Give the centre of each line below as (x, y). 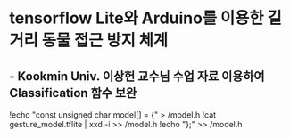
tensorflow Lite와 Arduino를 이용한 (137, 18)
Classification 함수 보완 (73, 93)
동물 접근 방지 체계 (105, 41)
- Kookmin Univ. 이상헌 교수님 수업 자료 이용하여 (137, 76)
